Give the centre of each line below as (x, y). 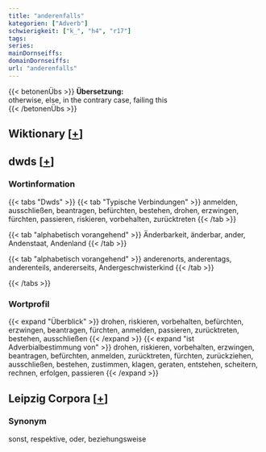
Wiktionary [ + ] (46, 134)
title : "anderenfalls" (46, 16)
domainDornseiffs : (39, 61)
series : (21, 46)
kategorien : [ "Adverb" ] (48, 23)
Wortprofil (29, 303)
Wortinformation (42, 184)
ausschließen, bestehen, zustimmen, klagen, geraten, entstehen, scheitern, (133, 365)
